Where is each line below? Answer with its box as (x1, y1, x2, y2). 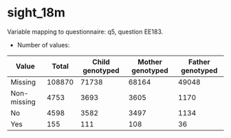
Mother (137, 57, 163, 67)
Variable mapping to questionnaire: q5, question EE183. (7, 27, 164, 36)
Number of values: (16, 41, 70, 49)
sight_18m (7, 5, 65, 21)
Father (188, 57, 211, 67)
